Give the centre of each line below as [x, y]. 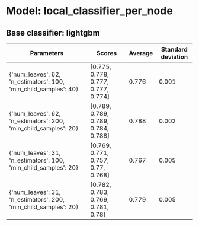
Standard [174, 50]
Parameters [47, 53]
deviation [174, 57]
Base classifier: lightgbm [53, 33]
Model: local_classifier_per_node [89, 11]
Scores [107, 53]
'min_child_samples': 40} [44, 89]
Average [141, 53]
